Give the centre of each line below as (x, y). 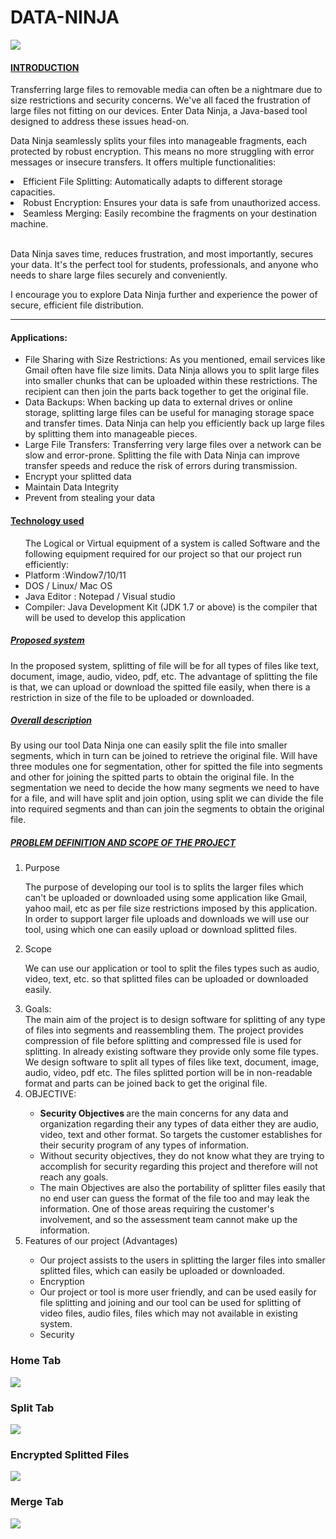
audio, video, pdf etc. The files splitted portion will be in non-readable (168, 1073)
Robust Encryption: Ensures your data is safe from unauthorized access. (172, 203)
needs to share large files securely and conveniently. (119, 275)
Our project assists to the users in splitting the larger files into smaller (182, 1260)
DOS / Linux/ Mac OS (68, 585)
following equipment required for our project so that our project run (163, 553)
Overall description (51, 720)
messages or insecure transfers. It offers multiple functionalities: (143, 162)
